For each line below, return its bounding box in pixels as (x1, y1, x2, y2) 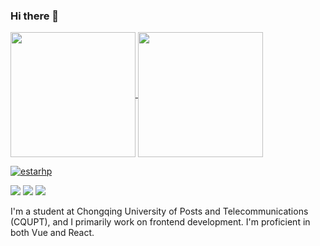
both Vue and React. (10, 227, 95, 239)
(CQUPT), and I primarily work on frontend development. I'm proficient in (10, 216, 311, 228)
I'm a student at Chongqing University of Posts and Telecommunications (10, 205, 309, 218)
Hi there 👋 (10, 9, 60, 23)
